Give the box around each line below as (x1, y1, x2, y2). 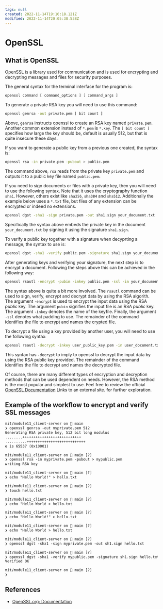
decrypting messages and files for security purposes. (5, 74, 113, 80)
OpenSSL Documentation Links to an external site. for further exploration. (5, 387, 152, 393)
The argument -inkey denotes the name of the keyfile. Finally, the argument (5, 309, 156, 314)
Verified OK (5, 559, 29, 564)
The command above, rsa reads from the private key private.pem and (5, 168, 144, 174)
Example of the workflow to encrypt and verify (5, 401, 149, 409)
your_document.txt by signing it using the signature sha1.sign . (5, 227, 130, 232)
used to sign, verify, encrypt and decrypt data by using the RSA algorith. (5, 293, 149, 299)
